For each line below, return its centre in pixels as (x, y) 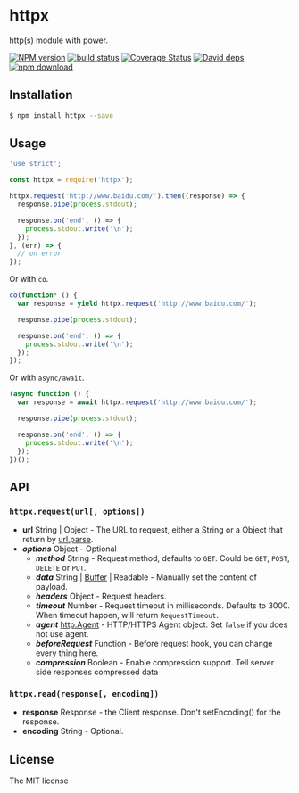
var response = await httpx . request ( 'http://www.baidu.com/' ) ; (137, 402)
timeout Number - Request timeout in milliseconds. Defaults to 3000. (162, 606)
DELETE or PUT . (61, 568)
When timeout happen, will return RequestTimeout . (127, 615)
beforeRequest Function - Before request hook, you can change (154, 644)
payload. (52, 587)
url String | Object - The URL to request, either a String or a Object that (153, 530)
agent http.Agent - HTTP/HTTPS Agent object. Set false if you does (162, 624)
